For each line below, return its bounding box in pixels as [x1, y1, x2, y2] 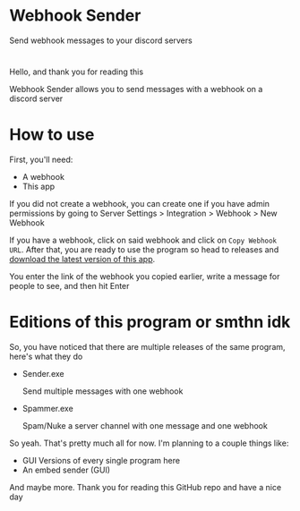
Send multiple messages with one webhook [21, 386, 184, 396]
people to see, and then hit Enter [9, 281, 130, 292]
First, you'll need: [9, 154, 73, 166]
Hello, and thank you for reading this [9, 66, 144, 77]
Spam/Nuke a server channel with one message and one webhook [21, 421, 269, 430]
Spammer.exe [21, 404, 73, 413]
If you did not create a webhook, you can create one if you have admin [9, 199, 270, 209]
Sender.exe [21, 369, 64, 379]
